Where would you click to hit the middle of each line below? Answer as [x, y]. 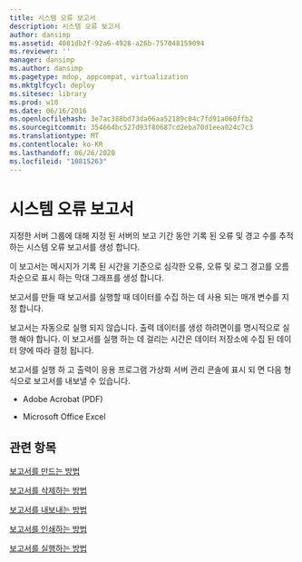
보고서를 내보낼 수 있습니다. [82, 381]
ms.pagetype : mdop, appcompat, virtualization [99, 77]
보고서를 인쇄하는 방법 [49, 529]
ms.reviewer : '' [40, 52]
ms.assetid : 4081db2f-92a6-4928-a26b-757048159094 [107, 43]
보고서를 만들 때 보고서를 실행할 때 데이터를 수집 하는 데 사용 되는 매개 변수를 [145, 297]
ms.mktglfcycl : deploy [52, 85]
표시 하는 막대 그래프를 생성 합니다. [102, 278]
